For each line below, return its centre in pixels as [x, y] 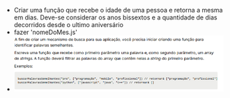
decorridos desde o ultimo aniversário [69, 25]
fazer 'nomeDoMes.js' [46, 32]
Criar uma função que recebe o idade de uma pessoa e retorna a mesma [118, 10]
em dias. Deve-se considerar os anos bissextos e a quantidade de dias [115, 17]
